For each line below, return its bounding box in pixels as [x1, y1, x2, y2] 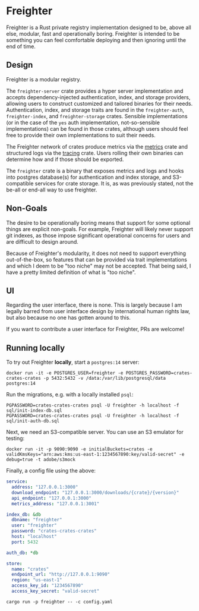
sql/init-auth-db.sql [6, 418, 60, 424]
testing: [6, 435, 25, 442]
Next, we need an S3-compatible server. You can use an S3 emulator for [6, 429, 184, 436]
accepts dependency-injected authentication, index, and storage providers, [6, 93, 191, 100]
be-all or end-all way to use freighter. [6, 186, 97, 193]
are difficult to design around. [6, 238, 79, 245]
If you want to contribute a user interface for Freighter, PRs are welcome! [6, 326, 185, 333]
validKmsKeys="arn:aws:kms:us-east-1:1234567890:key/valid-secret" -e [6, 452, 185, 458]
